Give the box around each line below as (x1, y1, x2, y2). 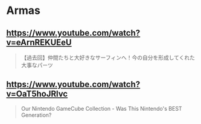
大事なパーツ (21, 62, 53, 68)
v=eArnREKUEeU (6, 37, 72, 47)
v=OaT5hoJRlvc (6, 89, 68, 99)
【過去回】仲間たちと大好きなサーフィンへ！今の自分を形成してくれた (21, 54, 195, 61)
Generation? (21, 111, 52, 119)
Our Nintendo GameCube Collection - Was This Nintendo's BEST (21, 105, 182, 112)
